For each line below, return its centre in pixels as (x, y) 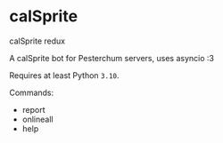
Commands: (32, 92)
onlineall (37, 119)
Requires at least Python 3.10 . (64, 75)
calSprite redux (37, 41)
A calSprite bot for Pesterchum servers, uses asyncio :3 (111, 58)
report (34, 109)
